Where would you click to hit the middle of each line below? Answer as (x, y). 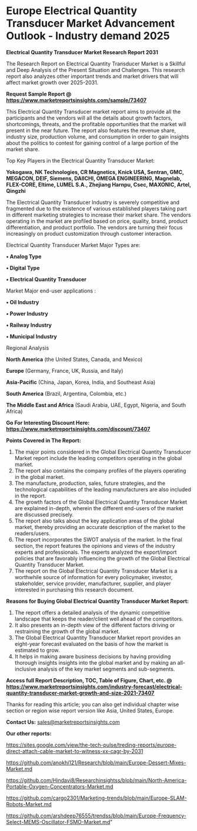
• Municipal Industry (31, 336)
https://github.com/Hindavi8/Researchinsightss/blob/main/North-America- (96, 780)
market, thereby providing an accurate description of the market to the (100, 527)
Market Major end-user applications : (51, 291)
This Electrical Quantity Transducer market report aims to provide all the (94, 111)
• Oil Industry (23, 302)
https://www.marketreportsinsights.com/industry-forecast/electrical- (94, 687)
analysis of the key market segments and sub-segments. (106, 669)
